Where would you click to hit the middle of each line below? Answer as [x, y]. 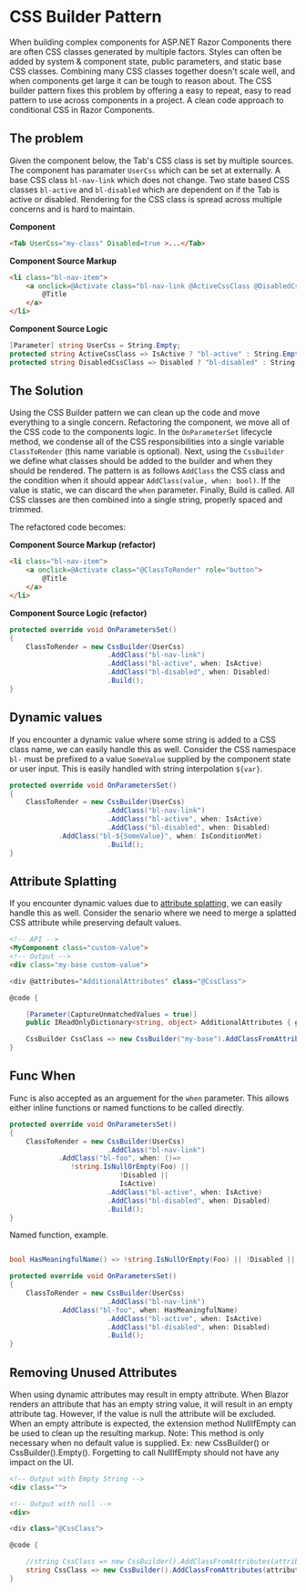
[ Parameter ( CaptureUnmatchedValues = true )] [112, 1014]
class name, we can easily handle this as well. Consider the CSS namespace [153, 749]
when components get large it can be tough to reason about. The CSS [141, 80]
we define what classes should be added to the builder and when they [141, 461]
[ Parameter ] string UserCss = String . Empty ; [95, 346]
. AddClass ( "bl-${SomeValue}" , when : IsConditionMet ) [160, 836]
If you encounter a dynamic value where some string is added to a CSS [143, 739]
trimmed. [26, 510]
